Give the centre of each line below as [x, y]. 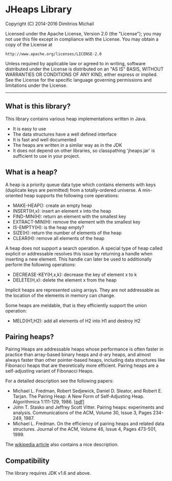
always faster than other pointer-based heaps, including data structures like [85, 360]
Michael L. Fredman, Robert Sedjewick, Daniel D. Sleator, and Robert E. [88, 391]
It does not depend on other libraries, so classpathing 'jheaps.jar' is [84, 151]
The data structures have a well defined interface [64, 134]
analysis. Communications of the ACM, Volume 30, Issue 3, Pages [82, 413]
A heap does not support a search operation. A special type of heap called [84, 248]
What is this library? [38, 106]
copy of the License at [29, 44]
